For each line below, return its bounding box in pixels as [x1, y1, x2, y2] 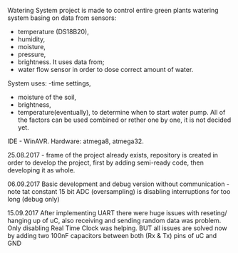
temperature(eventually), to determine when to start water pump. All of [17, 108, 226, 116]
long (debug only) [7, 195, 60, 203]
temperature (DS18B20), [17, 28, 89, 36]
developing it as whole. [7, 166, 76, 174]
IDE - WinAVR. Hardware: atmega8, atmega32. [7, 137, 144, 145]
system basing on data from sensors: [7, 14, 117, 22]
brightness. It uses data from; [17, 58, 105, 66]
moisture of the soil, [17, 93, 77, 101]
